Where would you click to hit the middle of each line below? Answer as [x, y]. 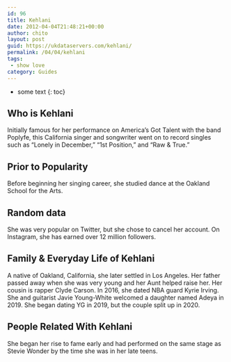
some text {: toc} [41, 92]
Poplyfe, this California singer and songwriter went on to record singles [109, 138]
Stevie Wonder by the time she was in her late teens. [82, 351]
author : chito [28, 33]
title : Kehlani [29, 20]
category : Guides [32, 72]
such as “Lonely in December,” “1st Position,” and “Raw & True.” [98, 145]
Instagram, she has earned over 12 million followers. [82, 236]
